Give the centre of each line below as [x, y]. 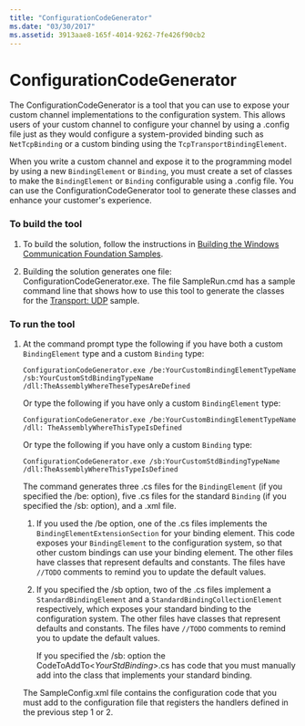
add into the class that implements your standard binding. [144, 675]
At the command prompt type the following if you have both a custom [153, 344]
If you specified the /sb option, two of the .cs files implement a [153, 589]
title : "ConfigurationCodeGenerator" [81, 18]
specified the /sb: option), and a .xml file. [100, 505]
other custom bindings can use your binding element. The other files [165, 552]
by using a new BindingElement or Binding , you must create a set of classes [151, 171]
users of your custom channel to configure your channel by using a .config [149, 125]
